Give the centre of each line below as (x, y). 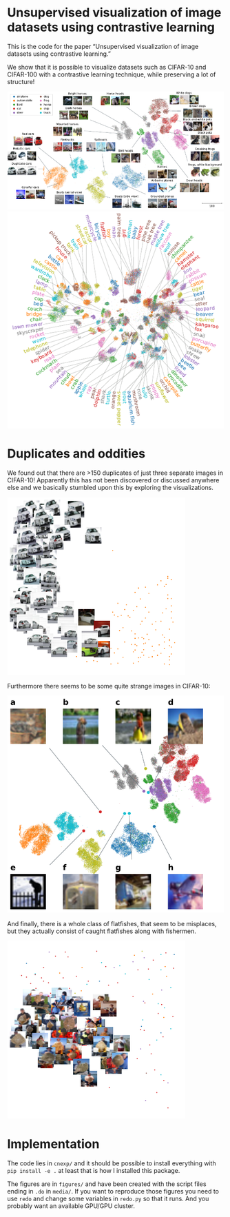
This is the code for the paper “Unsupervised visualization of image (103, 46)
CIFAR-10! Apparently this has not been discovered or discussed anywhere (113, 480)
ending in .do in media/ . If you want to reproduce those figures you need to (113, 1191)
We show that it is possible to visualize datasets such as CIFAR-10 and (107, 67)
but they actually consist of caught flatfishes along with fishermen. (102, 931)
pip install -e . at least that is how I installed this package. (94, 1170)
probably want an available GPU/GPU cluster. (71, 1206)
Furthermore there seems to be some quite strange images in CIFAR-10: (109, 686)
